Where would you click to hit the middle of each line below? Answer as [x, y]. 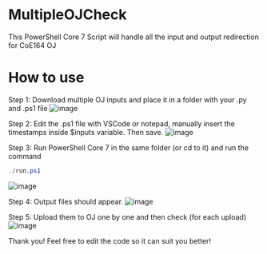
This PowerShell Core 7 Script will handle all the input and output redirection [134, 37]
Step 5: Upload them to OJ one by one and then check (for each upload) [128, 216]
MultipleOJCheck [68, 15]
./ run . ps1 [25, 171]
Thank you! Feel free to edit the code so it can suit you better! [110, 240]
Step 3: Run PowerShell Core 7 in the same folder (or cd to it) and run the [129, 147]
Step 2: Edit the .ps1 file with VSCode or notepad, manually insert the [122, 123]
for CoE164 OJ [32, 45]
